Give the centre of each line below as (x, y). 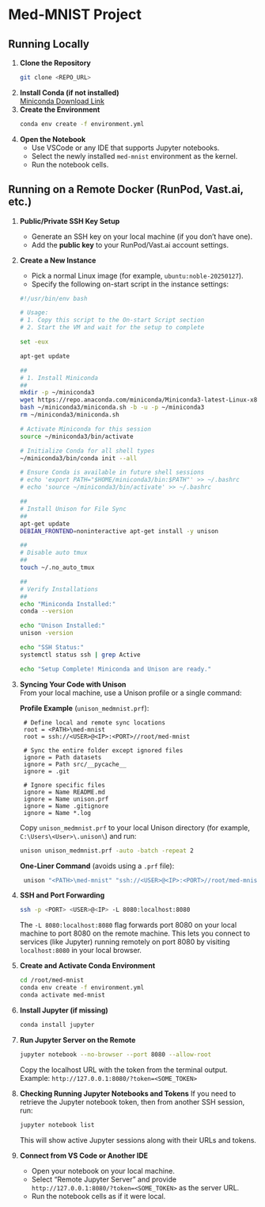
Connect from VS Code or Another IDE (84, 1155)
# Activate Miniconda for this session (85, 429)
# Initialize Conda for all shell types (87, 451)
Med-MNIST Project (75, 15)
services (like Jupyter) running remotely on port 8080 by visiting (125, 942)
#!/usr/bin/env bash (53, 298)
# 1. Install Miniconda (59, 378)
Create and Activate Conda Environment (87, 966)
